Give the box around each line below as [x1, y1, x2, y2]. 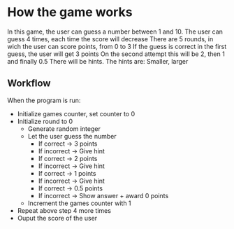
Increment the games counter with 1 [27, 199, 131, 207]
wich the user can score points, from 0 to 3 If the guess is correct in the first [7, 42, 227, 50]
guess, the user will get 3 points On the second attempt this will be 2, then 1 [7, 50, 225, 58]
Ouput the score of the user [17, 214, 98, 222]
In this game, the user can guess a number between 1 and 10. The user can [7, 27, 224, 36]
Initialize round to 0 [17, 117, 73, 125]
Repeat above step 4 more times [17, 206, 112, 214]
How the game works [7, 4, 133, 20]
